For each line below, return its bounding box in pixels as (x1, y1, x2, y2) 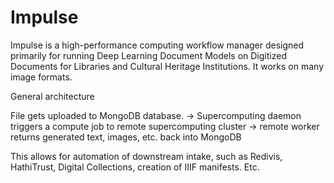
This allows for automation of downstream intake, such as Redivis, (10, 150, 283, 162)
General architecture (10, 90, 95, 102)
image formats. (10, 71, 73, 83)
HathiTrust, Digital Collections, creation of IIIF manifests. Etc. (10, 161, 260, 173)
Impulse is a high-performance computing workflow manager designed (10, 39, 305, 51)
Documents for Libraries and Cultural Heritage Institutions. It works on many (10, 60, 325, 72)
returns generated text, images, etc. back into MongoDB (10, 131, 242, 143)
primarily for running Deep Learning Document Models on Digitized (10, 49, 287, 61)
